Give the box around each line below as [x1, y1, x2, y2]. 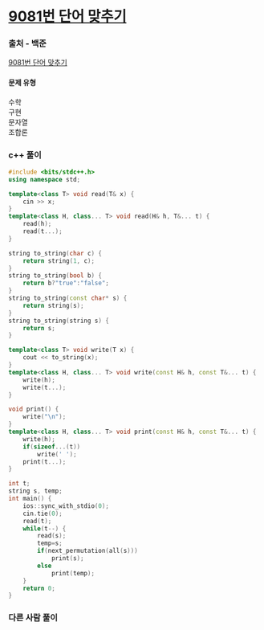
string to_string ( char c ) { [8, 249, 103, 257]
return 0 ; [22, 584, 56, 592]
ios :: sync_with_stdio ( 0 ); [22, 501, 110, 510]
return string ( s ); [22, 301, 84, 309]
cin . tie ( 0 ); [22, 509, 63, 517]
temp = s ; [37, 539, 63, 547]
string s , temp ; [8, 487, 63, 495]
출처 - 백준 [8, 38, 47, 49]
